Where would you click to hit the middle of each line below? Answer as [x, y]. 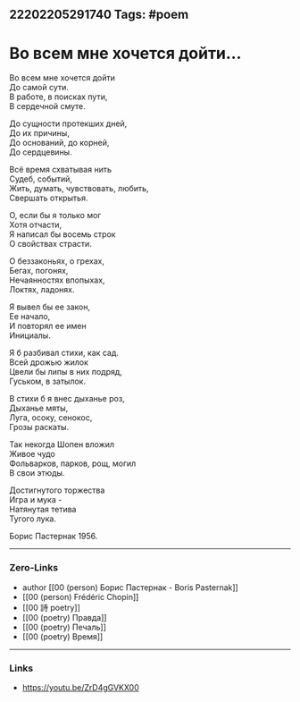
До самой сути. [39, 88]
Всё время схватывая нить [60, 170]
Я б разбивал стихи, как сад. [64, 353]
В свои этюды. [37, 473]
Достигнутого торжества [57, 490]
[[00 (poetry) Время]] [62, 636]
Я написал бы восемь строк [62, 234]
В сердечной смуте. [48, 106]
